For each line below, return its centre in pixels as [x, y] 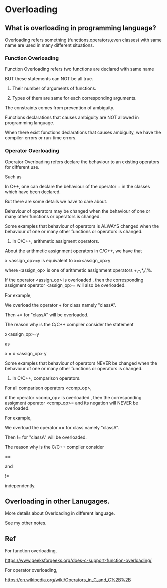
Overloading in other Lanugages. [57, 501]
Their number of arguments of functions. [54, 88]
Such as [13, 177]
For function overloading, [31, 551]
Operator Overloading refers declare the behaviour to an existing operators [82, 162]
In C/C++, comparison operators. [46, 378]
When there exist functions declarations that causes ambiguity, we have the [83, 132]
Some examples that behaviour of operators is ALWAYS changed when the [82, 226]
